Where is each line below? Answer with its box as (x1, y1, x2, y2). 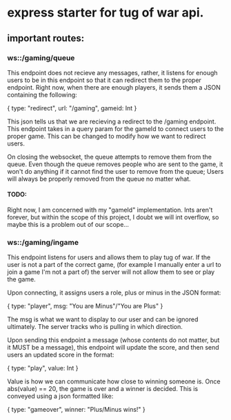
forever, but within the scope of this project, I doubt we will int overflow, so (7, 213, 219, 221)
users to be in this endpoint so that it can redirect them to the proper (7, 76, 202, 84)
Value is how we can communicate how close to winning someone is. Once (7, 377, 221, 386)
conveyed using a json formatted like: (7, 392, 114, 401)
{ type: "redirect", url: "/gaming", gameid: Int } (7, 103, 137, 112)
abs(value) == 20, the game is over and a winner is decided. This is (7, 385, 199, 393)
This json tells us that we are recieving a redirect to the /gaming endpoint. (7, 117, 217, 126)
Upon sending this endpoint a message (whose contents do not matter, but (7, 336, 220, 344)
